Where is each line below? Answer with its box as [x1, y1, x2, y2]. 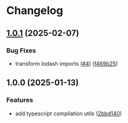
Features [6, 96, 34, 104]
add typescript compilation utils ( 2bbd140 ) [15, 110, 122, 117]
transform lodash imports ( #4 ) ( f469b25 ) [15, 60, 118, 67]
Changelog [6, 4, 63, 18]
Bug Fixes [6, 46, 37, 55]
